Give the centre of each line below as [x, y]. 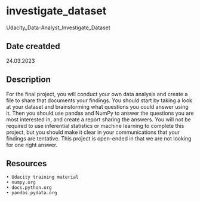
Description [28, 80]
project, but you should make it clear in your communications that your [93, 132]
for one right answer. [32, 145]
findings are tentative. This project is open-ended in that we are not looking [99, 138]
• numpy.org [21, 183]
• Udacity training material [42, 177]
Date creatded [33, 46]
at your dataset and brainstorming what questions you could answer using [98, 106]
